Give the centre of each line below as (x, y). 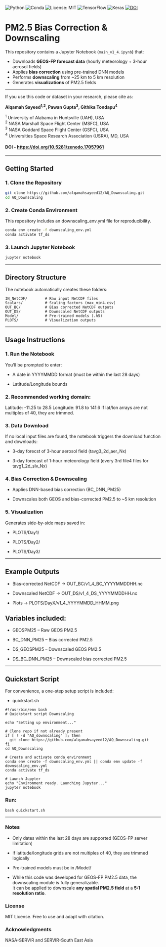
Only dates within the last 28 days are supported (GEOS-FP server (80, 838)
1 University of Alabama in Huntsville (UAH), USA (55, 117)
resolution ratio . (29, 893)
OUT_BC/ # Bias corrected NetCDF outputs (59, 307)
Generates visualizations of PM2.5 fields (54, 82)
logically (21, 858)
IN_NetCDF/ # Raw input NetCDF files (52, 298)
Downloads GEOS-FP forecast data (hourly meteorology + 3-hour (80, 61)
